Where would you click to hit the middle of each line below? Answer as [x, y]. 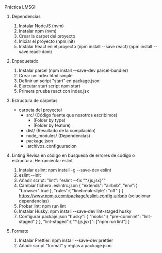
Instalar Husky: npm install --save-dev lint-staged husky [75, 211]
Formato [20, 231]
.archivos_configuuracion [51, 146]
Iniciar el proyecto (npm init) [47, 41]
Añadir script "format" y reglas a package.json [65, 245]
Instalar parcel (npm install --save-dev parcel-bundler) [73, 70]
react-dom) [41, 51]
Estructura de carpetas [34, 101]
